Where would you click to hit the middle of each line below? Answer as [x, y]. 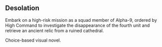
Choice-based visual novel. [33, 40]
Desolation [22, 8]
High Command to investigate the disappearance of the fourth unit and [78, 25]
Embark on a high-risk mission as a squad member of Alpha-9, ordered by [81, 20]
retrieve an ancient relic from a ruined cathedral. [55, 30]
